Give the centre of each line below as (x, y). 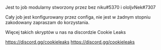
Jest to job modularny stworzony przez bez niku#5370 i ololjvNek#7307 (80, 7)
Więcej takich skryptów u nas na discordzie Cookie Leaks (66, 32)
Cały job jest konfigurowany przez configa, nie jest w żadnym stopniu (78, 17)
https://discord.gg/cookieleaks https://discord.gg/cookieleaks (70, 42)
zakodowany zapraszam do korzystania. (47, 22)
